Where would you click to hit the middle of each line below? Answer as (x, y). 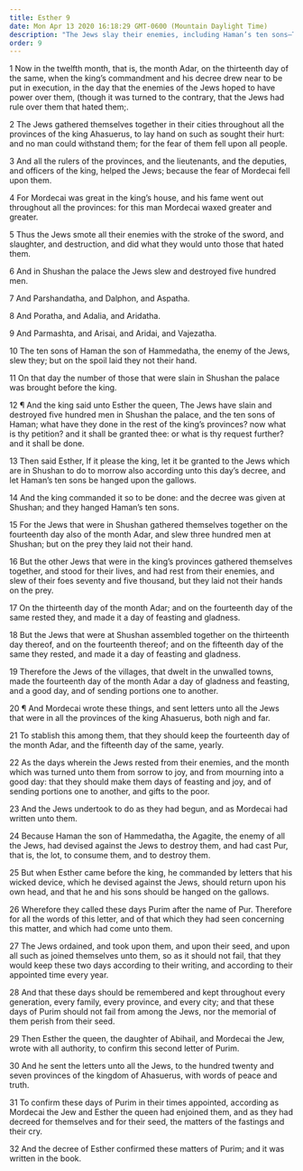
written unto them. (44, 819)
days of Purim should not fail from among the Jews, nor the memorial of (143, 1012)
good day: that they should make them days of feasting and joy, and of (141, 782)
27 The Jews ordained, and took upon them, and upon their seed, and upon (150, 946)
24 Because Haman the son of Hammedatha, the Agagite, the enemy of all (147, 836)
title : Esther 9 (40, 18)
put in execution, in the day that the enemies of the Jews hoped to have (142, 88)
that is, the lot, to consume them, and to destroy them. (110, 856)
